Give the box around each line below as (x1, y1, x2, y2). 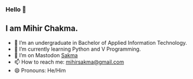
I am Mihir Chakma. (5, 24, 78, 34)
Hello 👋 (5, 5, 27, 14)
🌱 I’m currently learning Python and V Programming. (14, 45, 141, 52)
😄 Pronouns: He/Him (14, 67, 66, 74)
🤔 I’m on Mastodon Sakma (14, 51, 78, 58)
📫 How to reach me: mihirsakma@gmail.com (14, 58, 125, 65)
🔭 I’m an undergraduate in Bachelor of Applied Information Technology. (14, 39, 187, 46)
